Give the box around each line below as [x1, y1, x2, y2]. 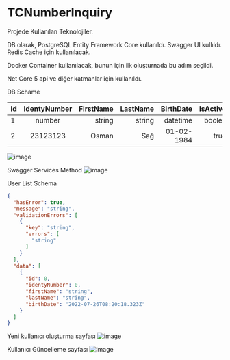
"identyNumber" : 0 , [25, 282, 81, 289]
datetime [164, 115, 193, 125]
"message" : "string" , [13, 205, 75, 212]
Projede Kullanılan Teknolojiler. [7, 27, 94, 36]
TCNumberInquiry [7, 5, 113, 21]
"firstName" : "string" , [25, 288, 94, 295]
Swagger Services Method [7, 166, 82, 174]
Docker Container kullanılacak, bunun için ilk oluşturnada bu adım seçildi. [7, 61, 214, 69]
